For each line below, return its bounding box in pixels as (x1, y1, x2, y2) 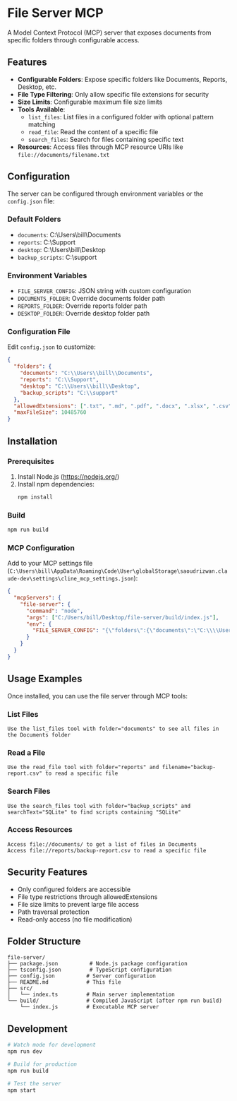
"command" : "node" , (25, 607, 83, 614)
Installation (7, 435, 58, 447)
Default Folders (7, 214, 61, 224)
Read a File (7, 747, 46, 757)
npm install (17, 493, 53, 501)
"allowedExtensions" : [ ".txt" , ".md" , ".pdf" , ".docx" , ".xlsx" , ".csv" (13, 403, 232, 410)
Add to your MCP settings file (7, 559, 93, 568)
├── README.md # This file (7, 979, 121, 986)
